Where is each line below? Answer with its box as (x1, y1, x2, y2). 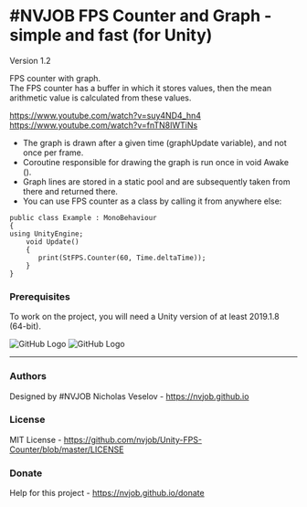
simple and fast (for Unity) (9, 25, 213, 46)
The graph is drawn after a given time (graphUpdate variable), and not (22, 137, 287, 148)
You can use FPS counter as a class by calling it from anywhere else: (22, 195, 282, 206)
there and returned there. (22, 185, 119, 196)
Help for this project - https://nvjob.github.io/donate (9, 488, 205, 499)
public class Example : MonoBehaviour (9, 213, 157, 222)
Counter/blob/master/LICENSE (9, 444, 124, 455)
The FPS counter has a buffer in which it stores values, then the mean (9, 82, 272, 93)
